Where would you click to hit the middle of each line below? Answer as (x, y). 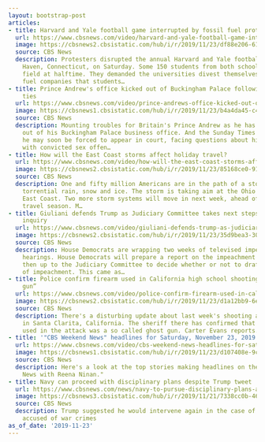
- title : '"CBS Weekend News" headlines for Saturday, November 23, (123, 338)
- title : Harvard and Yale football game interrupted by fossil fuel (125, 30)
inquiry (35, 221)
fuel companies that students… (74, 81)
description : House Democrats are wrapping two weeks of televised (129, 250)
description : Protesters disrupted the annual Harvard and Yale (123, 60)
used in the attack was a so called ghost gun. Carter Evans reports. (141, 331)
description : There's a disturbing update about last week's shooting (134, 316)
